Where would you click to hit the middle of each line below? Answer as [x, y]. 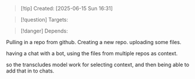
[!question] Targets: [44, 19]
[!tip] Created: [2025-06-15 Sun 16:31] [67, 8]
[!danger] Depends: [44, 31]
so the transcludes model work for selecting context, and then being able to [98, 64]
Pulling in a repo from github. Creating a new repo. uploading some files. [94, 42]
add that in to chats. [30, 71]
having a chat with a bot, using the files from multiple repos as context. [92, 53]
